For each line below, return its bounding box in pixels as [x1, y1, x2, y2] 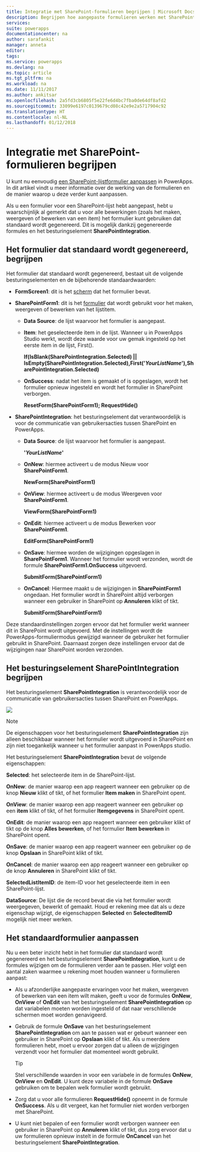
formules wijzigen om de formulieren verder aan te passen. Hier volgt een [6, 962, 187, 969]
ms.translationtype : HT [6, 109, 65, 115]
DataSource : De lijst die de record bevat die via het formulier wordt [6, 897, 171, 904]
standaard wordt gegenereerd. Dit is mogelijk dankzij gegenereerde [6, 221, 172, 229]
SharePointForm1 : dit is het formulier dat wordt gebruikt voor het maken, [14, 299, 193, 306]
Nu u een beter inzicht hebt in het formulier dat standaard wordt [6, 948, 163, 956]
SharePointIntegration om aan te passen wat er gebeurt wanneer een [14, 1029, 187, 1036]
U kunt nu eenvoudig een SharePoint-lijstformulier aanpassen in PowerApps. [6, 178, 194, 185]
